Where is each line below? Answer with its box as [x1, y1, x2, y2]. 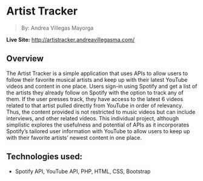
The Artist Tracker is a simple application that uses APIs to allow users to [6, 70, 188, 77]
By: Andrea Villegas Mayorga [21, 24, 94, 31]
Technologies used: [6, 151, 83, 162]
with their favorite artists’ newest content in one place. [6, 134, 142, 141]
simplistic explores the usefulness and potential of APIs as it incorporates [6, 121, 190, 128]
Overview [6, 53, 44, 64]
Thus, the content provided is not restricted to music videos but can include [6, 108, 196, 116]
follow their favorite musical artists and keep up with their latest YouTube [6, 76, 188, 83]
